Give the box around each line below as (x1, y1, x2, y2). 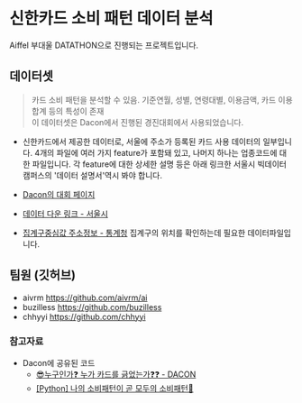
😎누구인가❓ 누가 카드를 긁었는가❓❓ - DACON (35, 369, 197, 380)
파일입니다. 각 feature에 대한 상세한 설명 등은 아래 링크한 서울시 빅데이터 (32, 159, 287, 169)
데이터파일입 (247, 227, 291, 238)
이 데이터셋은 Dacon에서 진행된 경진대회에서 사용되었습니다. (31, 116, 244, 127)
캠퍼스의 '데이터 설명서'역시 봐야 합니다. (22, 169, 162, 180)
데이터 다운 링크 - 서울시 (22, 208, 108, 219)
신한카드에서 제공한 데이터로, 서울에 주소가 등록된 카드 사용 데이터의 (22, 136, 261, 147)
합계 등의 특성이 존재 (31, 105, 105, 116)
